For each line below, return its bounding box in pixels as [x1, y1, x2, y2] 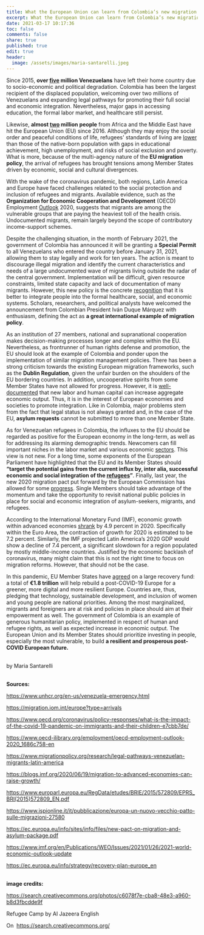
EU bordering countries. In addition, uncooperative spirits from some [6, 375, 178, 383]
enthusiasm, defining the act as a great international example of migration [6, 312, 194, 319]
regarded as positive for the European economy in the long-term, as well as [6, 433, 195, 440]
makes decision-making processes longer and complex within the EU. [6, 337, 181, 344]
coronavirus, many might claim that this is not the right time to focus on [6, 554, 185, 561]
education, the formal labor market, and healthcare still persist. [6, 109, 164, 116]
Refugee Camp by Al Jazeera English [6, 910, 99, 917]
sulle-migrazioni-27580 [6, 813, 65, 821]
